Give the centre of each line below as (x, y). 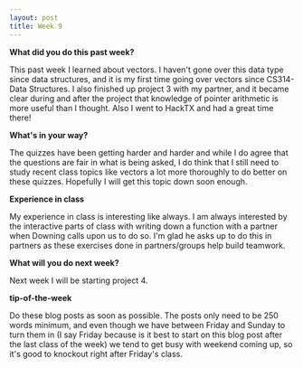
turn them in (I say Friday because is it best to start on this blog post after (146, 335)
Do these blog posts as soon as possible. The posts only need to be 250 (144, 315)
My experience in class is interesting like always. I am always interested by (148, 216)
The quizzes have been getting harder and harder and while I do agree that (149, 152)
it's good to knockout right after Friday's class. (96, 354)
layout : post (34, 18)
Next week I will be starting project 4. (79, 280)
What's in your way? (49, 135)
